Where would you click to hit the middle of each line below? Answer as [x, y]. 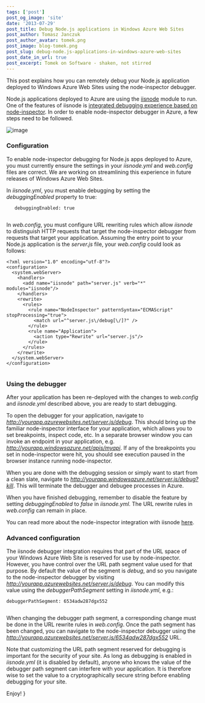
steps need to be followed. [40, 118]
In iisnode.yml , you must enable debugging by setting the [78, 190]
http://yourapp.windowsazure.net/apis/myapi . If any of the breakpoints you [101, 448]
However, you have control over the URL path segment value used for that [99, 564]
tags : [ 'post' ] [26, 12]
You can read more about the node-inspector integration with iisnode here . [100, 522]
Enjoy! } [16, 694]
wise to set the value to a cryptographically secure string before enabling [98, 676]
